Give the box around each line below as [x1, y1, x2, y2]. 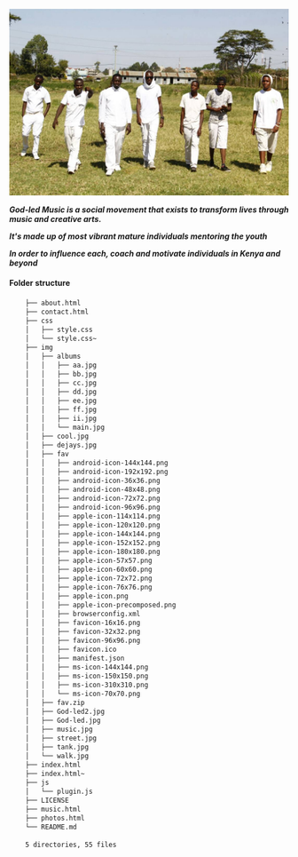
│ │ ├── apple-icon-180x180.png [25, 547, 161, 556]
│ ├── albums [25, 352, 82, 361]
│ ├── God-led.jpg [25, 716, 101, 725]
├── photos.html [25, 813, 86, 822]
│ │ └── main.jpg [25, 423, 105, 432]
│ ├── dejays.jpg [25, 440, 98, 449]
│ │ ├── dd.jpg [25, 387, 98, 396]
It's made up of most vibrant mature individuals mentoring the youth [9, 231, 268, 242]
